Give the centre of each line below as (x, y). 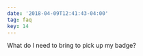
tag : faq (19, 20)
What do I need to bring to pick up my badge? (72, 46)
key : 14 (18, 26)
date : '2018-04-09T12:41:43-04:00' (58, 13)
